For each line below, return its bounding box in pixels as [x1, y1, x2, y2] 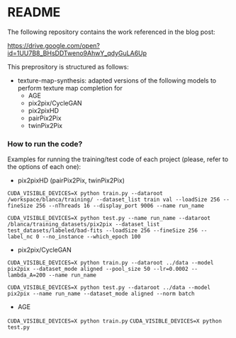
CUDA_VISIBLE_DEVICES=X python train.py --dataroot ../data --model [7, 260, 214, 267]
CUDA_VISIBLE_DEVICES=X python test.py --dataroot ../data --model [7, 284, 211, 291]
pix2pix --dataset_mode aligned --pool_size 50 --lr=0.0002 [7, 266, 189, 273]
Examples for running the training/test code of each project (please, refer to [7, 155, 229, 163]
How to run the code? [7, 139, 83, 148]
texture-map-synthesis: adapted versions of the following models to [17, 76, 217, 85]
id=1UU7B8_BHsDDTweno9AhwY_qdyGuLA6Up [7, 49, 147, 57]
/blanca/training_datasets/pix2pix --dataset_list [7, 221, 160, 228]
